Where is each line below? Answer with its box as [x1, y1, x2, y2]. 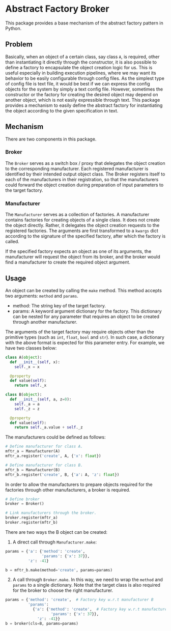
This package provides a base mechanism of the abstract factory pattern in [5, 20, 164, 26]
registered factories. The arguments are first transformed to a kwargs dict [5, 227, 159, 234]
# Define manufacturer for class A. [5, 444, 83, 449]
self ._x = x [14, 364, 40, 369]
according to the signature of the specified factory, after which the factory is [5, 233, 166, 239]
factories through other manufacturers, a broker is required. [5, 486, 131, 493]
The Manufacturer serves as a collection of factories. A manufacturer [5, 212, 150, 218]
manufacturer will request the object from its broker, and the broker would [5, 254, 160, 260]
